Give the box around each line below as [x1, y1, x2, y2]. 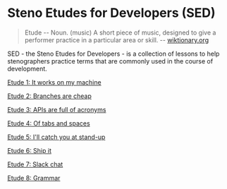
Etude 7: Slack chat [7, 160, 63, 169]
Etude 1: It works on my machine [7, 78, 102, 86]
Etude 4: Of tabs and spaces [7, 118, 90, 128]
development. [7, 64, 47, 73]
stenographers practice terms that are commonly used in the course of [7, 56, 214, 65]
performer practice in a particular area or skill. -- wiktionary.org [24, 35, 209, 44]
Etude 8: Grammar [7, 173, 61, 182]
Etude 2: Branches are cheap [7, 92, 92, 100]
